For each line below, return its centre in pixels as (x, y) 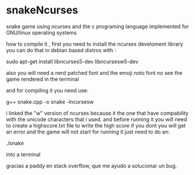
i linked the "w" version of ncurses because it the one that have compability (97, 113)
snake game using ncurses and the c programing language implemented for (97, 26)
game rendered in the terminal (42, 79)
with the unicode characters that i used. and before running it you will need (97, 119)
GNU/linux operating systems (42, 32)
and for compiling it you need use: (47, 90)
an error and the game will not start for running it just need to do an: (88, 132)
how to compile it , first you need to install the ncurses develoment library (95, 44)
